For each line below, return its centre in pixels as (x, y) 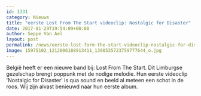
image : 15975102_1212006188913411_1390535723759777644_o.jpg (84, 51)
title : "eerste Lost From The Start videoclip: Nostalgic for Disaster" (99, 23)
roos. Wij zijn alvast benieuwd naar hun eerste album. (72, 86)
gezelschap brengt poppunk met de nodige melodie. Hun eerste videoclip (97, 74)
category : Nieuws (28, 17)
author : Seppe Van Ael (34, 34)
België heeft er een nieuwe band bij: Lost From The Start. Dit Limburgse (94, 67)
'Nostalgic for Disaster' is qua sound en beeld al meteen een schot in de (95, 80)
